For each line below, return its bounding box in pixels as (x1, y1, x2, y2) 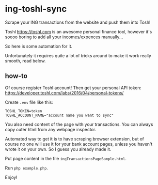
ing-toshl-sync (5, 3, 67, 15)
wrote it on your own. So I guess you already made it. (5, 146, 111, 152)
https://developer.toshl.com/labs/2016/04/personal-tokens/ (5, 90, 124, 95)
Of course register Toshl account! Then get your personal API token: (5, 85, 142, 91)
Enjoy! (5, 174, 18, 180)
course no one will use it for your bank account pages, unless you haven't (5, 141, 153, 147)
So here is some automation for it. (5, 43, 73, 49)
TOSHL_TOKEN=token (5, 108, 42, 113)
